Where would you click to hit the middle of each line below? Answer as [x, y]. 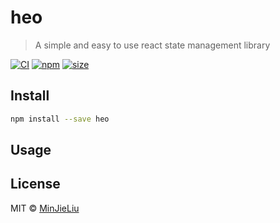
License [35, 184]
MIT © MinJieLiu [45, 208]
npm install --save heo [60, 119]
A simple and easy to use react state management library [152, 45]
